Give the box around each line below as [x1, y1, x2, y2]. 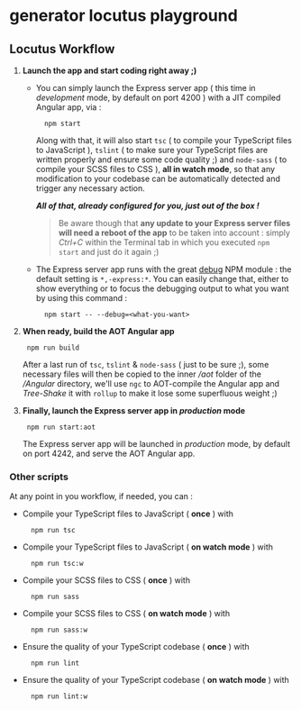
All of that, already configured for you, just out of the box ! [35, 200, 260, 211]
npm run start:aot [26, 423, 96, 432]
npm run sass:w [31, 625, 88, 635]
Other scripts [9, 470, 69, 483]
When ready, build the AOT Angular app [22, 326, 175, 336]
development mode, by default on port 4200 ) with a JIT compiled [35, 92, 281, 103]
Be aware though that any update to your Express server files [58, 218, 291, 228]
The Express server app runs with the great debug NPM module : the [35, 264, 292, 275]
